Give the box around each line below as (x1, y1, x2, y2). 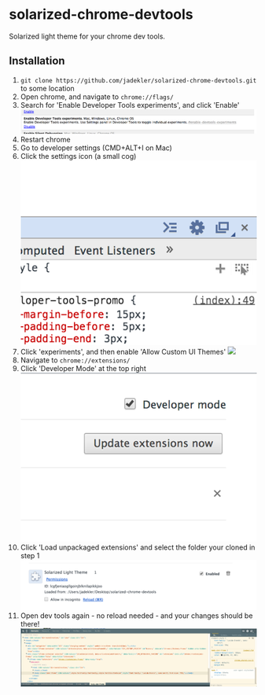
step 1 (20, 551, 40, 561)
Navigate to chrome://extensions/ (20, 355, 131, 365)
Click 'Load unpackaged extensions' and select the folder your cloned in (20, 542, 256, 552)
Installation (9, 54, 65, 68)
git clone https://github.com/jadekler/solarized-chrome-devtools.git (20, 76, 257, 84)
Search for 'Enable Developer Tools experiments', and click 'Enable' (20, 100, 240, 109)
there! (20, 619, 40, 628)
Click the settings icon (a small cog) (20, 151, 137, 160)
